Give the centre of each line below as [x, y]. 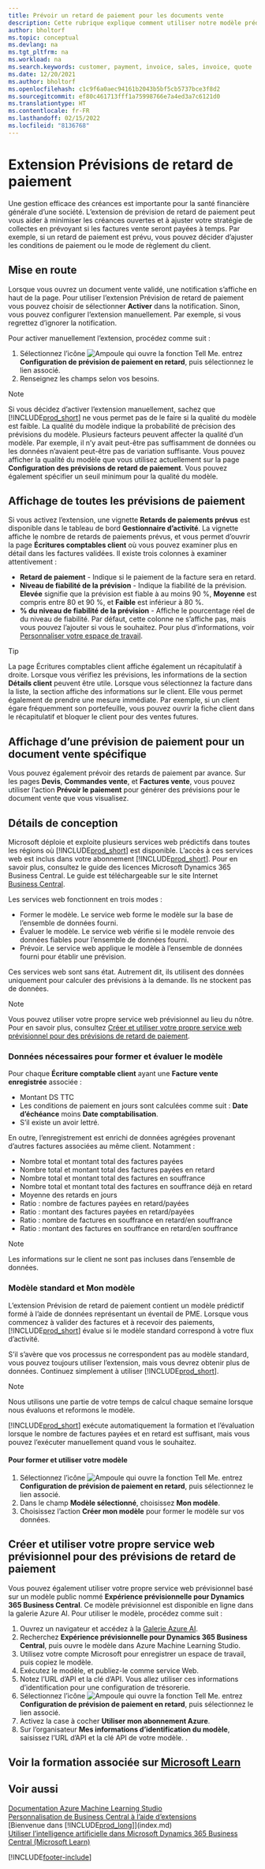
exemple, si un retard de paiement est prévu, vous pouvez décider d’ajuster [131, 237]
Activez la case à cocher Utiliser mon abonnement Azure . [115, 1721]
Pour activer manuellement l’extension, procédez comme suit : [109, 338]
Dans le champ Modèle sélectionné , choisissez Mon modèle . [120, 1503]
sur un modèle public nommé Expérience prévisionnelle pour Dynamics [126, 1597]
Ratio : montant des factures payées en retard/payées [107, 1212]
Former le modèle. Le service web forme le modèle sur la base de [126, 914]
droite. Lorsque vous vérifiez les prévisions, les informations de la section [128, 675]
